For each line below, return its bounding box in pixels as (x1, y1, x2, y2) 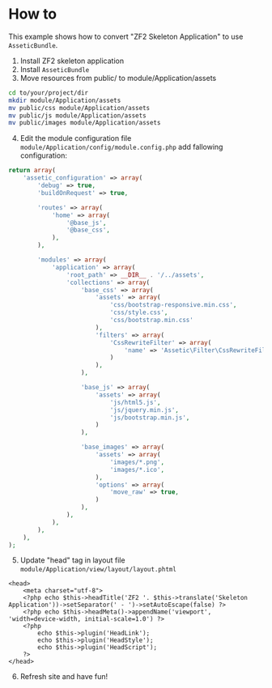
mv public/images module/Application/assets (8, 119, 161, 127)
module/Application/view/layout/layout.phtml (19, 566, 176, 574)
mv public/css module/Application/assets (8, 104, 151, 112)
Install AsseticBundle (19, 64, 90, 74)
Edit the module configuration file (19, 134, 132, 143)
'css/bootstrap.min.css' (109, 316, 194, 325)
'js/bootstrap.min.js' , (109, 414, 190, 422)
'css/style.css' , (109, 308, 168, 316)
